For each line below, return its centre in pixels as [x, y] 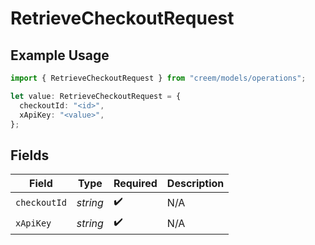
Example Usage [60, 55]
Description [195, 184]
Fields [30, 155]
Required [135, 184]
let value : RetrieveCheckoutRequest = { [96, 96]
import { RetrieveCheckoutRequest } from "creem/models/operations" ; [158, 78]
